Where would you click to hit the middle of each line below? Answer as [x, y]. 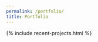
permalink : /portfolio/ [35, 11]
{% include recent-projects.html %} [49, 33]
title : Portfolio [27, 17]
